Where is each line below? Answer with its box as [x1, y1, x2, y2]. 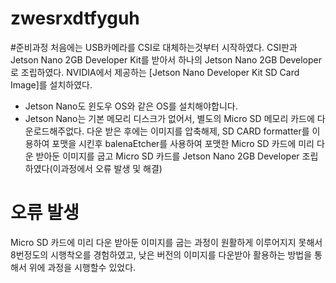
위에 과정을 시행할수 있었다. [28, 261, 137, 273]
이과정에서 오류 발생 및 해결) [52, 162, 163, 174]
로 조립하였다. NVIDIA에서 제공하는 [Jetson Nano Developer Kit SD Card [10, 66, 300, 78]
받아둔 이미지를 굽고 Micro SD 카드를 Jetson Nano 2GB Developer [35, 150, 300, 162]
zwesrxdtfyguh [10, 7, 140, 30]
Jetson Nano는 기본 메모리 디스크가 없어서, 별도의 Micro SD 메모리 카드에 [24, 112, 315, 124]
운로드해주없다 [24, 125, 82, 137]
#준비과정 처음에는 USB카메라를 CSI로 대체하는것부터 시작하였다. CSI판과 [10, 41, 298, 53]
